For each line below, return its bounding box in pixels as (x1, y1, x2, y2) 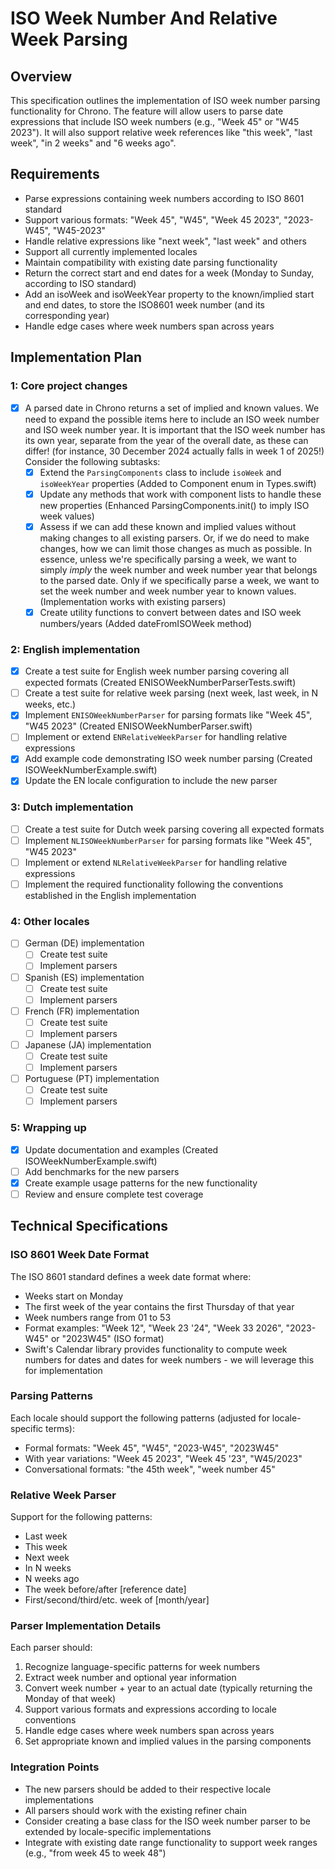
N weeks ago (24, 1573, 80, 1585)
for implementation (24, 1364, 103, 1376)
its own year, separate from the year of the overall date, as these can (24, 434, 309, 446)
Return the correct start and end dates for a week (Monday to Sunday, (24, 267, 315, 279)
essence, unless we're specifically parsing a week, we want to (39, 553, 297, 565)
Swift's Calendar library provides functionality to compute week (24, 1343, 288, 1355)
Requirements (10, 166, 100, 183)
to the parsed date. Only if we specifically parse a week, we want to (39, 574, 320, 586)
